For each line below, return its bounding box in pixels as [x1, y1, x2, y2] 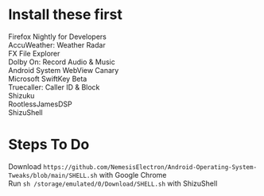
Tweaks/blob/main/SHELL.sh [8, 171, 98, 179]
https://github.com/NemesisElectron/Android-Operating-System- [43, 163, 257, 171]
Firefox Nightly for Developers [8, 32, 107, 41]
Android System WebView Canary [8, 65, 119, 75]
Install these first [8, 6, 123, 24]
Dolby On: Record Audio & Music [8, 57, 115, 67]
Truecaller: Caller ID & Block [8, 82, 100, 92]
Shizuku [8, 90, 35, 100]
